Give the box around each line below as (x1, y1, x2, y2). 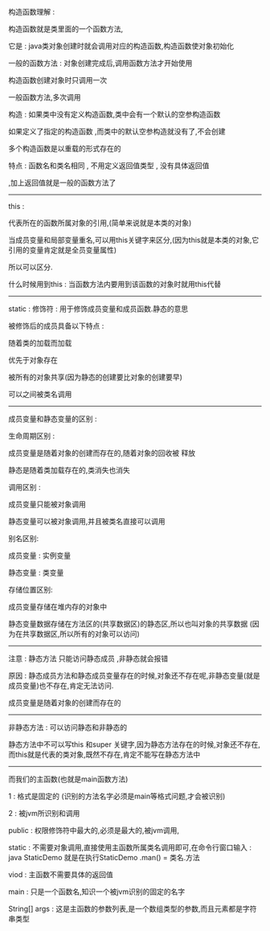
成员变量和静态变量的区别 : (8, 414, 97, 424)
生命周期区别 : (8, 431, 55, 441)
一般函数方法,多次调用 (8, 92, 82, 102)
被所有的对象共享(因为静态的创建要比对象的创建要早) (8, 372, 183, 382)
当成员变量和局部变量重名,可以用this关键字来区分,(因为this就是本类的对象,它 (8, 236, 260, 244)
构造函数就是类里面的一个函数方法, (8, 24, 124, 34)
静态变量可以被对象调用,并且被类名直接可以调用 (8, 517, 166, 526)
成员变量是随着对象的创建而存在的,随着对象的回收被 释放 (8, 449, 195, 457)
